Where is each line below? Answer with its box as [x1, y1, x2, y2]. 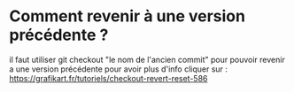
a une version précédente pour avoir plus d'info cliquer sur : [9, 64, 228, 74]
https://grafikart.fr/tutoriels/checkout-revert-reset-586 [9, 73, 208, 83]
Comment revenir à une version [9, 6, 246, 27]
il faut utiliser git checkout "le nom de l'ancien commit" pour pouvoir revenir [9, 54, 285, 65]
